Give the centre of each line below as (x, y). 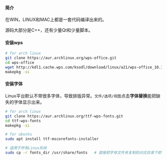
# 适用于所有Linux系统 (26, 148)
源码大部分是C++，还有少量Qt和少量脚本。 (49, 30)
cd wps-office (20, 63)
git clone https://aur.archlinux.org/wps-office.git (61, 58)
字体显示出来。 (29, 102)
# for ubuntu (19, 135)
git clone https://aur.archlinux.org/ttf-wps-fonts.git (64, 116)
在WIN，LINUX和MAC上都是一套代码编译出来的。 (56, 19)
